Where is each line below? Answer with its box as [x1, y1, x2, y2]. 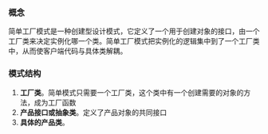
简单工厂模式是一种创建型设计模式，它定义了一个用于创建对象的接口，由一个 [8, 26, 260, 36]
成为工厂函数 [33, 98, 77, 107]
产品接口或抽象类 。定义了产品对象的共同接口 [19, 107, 167, 117]
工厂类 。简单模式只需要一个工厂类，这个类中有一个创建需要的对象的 [19, 87, 244, 97]
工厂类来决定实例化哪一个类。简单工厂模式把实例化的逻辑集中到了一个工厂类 [8, 36, 260, 46]
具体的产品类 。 [19, 117, 69, 127]
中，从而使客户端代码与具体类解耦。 [8, 46, 128, 56]
